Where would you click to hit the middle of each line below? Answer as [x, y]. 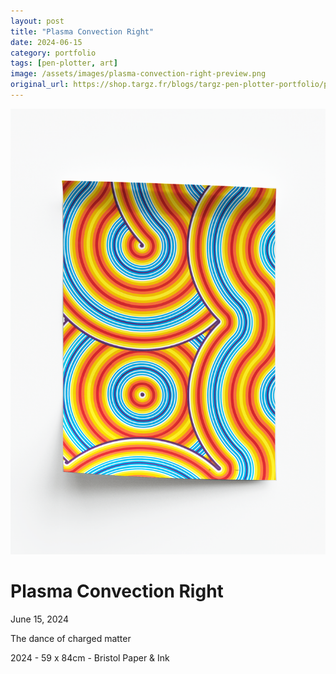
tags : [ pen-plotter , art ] [64, 63]
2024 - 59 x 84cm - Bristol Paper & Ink [90, 657]
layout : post [37, 21]
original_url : [40, 85]
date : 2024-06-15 [46, 42]
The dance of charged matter [71, 638]
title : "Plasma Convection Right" [82, 31]
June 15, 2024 [39, 619]
